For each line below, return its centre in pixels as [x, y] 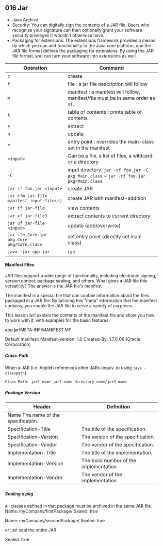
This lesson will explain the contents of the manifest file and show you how [80, 315]
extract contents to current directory [109, 216]
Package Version [23, 392]
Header [42, 406]
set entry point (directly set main [105, 236]
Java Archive [25, 19]
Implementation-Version [35, 463]
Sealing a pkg [19, 493]
